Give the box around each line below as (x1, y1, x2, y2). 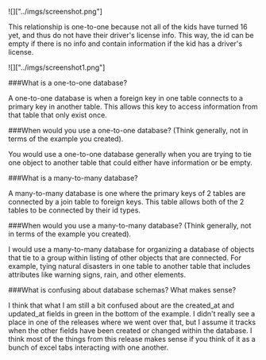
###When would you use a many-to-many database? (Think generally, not (8, 221, 252, 230)
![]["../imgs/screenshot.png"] (8, 7, 103, 16)
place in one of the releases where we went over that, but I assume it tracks (8, 317, 256, 327)
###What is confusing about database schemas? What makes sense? (8, 285, 237, 294)
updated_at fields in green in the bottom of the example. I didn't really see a (8, 309, 256, 318)
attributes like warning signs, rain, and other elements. (8, 270, 187, 279)
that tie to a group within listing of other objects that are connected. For (8, 253, 242, 262)
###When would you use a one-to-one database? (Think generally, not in (8, 126, 249, 135)
